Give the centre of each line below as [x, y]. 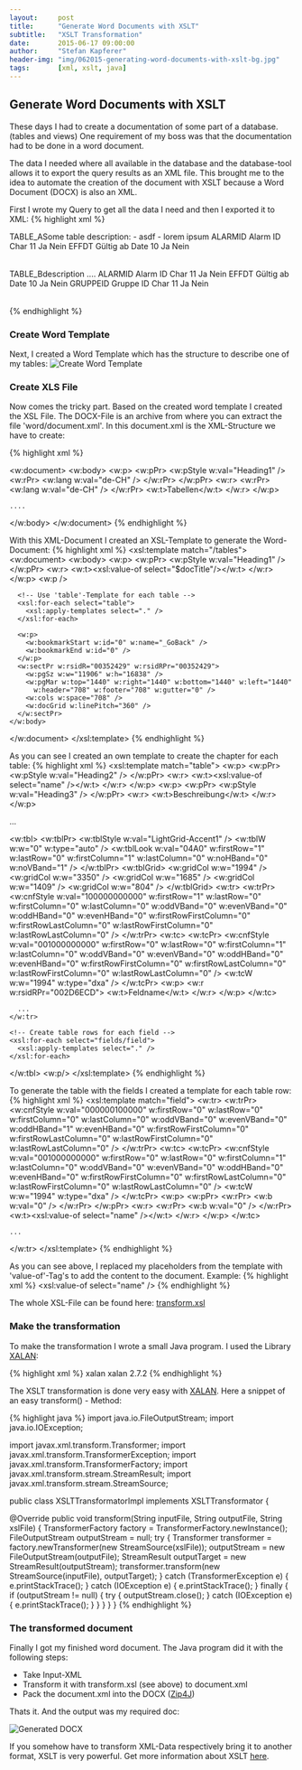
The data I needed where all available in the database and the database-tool [151, 163]
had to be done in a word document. [77, 145]
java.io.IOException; [46, 1427]
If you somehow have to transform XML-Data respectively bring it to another [151, 1746]
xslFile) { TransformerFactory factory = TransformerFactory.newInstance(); [149, 1528]
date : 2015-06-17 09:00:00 [72, 43]
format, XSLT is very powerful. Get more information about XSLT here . [139, 1756]
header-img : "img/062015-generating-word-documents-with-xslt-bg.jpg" [145, 60]
